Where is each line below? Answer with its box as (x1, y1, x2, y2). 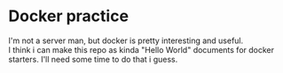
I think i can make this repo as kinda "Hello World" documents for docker (8, 44, 274, 55)
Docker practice (8, 6, 130, 26)
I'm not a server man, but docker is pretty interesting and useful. (8, 35, 244, 46)
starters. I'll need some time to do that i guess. (8, 54, 178, 64)
